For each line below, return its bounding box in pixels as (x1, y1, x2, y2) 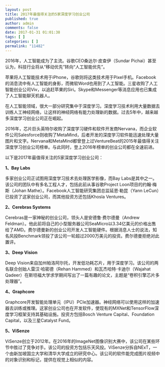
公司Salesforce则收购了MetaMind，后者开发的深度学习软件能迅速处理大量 (9, 132, 159, 138)
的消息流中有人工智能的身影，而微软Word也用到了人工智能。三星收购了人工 (5, 80, 158, 86)
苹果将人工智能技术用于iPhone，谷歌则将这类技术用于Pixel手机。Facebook (5, 74, 156, 80)
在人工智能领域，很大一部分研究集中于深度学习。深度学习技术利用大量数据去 (5, 103, 160, 109)
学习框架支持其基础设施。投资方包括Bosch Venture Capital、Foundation (9, 311, 155, 317)
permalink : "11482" (5, 44, 45, 49)
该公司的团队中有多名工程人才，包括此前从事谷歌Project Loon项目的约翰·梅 (5, 181, 157, 187)
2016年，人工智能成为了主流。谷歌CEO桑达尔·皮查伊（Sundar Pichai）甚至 (5, 57, 157, 64)
